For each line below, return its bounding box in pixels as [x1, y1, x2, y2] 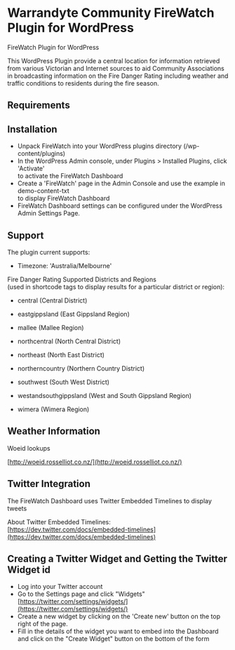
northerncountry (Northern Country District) [17, 364, 145, 373]
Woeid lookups [7, 444, 51, 452]
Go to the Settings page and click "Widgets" [17, 590, 145, 598]
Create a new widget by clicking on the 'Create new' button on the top [17, 612, 221, 621]
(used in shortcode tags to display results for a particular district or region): [7, 282, 225, 291]
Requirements [7, 100, 70, 112]
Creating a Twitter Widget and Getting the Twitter [7, 552, 228, 564]
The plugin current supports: [7, 248, 90, 256]
